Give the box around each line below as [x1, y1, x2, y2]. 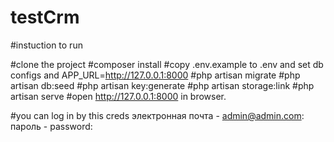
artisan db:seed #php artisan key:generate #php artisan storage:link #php [10, 79, 315, 91]
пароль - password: [10, 120, 93, 132]
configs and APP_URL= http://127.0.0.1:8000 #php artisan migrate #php [10, 69, 301, 81]
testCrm [10, 6, 80, 29]
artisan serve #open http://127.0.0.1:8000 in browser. [10, 90, 227, 102]
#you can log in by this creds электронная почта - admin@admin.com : [10, 109, 305, 121]
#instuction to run [10, 39, 83, 51]
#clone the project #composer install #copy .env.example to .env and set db [10, 58, 324, 70]
